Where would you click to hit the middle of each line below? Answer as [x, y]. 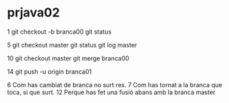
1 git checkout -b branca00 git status [59, 32]
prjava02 [34, 13]
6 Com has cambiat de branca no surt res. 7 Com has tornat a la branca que [115, 84]
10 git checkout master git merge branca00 [68, 58]
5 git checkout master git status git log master [72, 45]
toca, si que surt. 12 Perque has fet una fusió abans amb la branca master [111, 92]
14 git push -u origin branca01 [50, 71]
